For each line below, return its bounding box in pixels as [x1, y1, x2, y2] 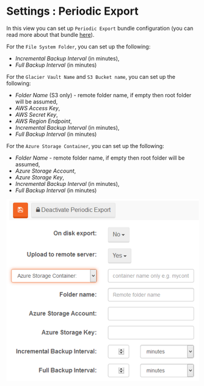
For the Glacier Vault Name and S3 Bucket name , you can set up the [6, 73, 176, 80]
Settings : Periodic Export [6, 4, 139, 18]
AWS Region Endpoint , [15, 117, 72, 125]
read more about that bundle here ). [6, 31, 95, 38]
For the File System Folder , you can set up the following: [6, 43, 151, 50]
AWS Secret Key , [15, 111, 58, 118]
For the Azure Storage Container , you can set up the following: [6, 142, 164, 149]
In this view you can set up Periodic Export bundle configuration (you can [6, 24, 194, 32]
